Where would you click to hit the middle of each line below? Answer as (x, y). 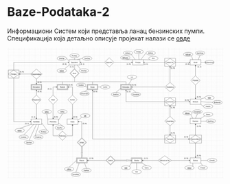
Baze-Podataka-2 (58, 12)
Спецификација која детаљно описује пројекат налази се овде (99, 38)
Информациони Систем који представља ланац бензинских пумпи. (106, 31)
